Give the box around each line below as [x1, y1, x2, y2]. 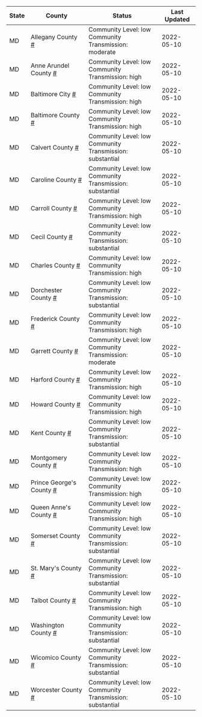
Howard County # [30, 400, 81, 408]
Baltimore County [30, 111, 80, 119]
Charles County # [30, 261, 81, 269]
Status [112, 11, 132, 20]
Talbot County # [30, 596, 76, 605]
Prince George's [30, 478, 77, 486]
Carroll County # [30, 204, 78, 212]
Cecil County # [30, 233, 73, 241]
